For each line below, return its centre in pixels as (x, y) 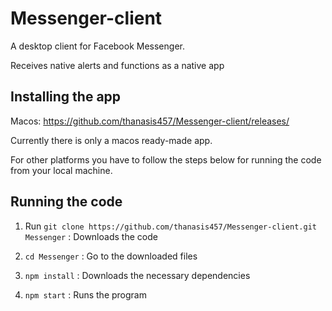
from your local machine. (61, 170)
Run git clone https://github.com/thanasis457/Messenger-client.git (170, 226)
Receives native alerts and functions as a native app (117, 65)
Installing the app (66, 97)
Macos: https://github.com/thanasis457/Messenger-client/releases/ (150, 121)
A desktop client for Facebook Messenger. (97, 46)
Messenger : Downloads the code (91, 236)
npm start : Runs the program (85, 294)
